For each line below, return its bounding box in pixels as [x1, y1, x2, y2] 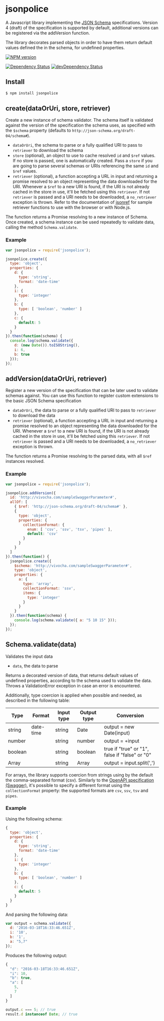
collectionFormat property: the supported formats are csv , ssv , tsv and [5, 787, 148, 793]
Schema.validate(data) [5, 640, 77, 649]
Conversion [116, 712, 144, 719]
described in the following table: [5, 697, 70, 703]
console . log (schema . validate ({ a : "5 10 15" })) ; [14, 618, 117, 623]
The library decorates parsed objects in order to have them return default [5, 39, 152, 45]
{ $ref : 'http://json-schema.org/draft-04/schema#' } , [14, 504, 128, 509]
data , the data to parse [12, 663, 58, 669]
